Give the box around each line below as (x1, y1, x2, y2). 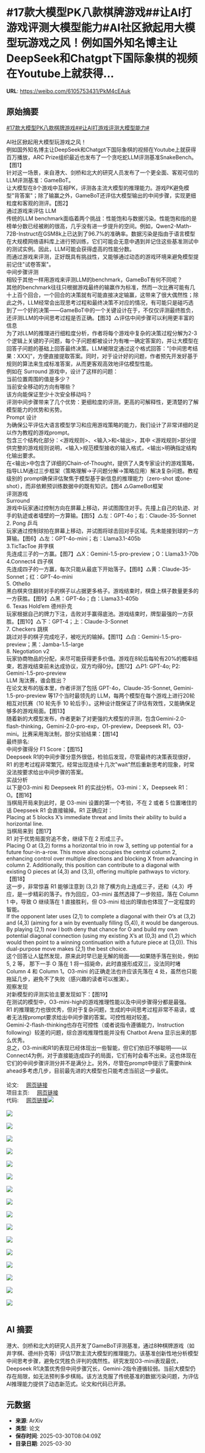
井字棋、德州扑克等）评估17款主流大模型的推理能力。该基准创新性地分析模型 (6, 1350, 199, 1357)
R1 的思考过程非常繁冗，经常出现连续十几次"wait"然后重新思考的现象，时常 (6, 760, 195, 768)
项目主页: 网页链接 (6, 1088, 59, 1096)
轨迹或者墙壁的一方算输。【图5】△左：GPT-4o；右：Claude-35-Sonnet (16, 511, 196, 519)
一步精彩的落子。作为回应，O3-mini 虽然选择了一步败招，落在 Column (22, 890, 199, 897)
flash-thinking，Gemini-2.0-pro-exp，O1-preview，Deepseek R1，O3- (6, 723, 184, 730)
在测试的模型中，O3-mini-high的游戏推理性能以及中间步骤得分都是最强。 (6, 998, 190, 1005)
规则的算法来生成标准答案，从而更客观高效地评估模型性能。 (6, 360, 156, 367)
